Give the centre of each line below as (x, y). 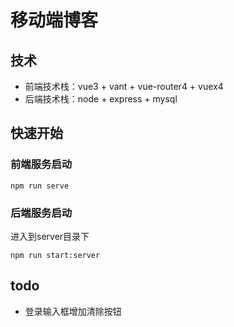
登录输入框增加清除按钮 (73, 311)
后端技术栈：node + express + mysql (101, 99)
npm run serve (40, 186)
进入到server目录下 (50, 236)
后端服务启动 (41, 213)
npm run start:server (55, 255)
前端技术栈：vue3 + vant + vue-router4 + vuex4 (124, 86)
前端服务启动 (41, 164)
